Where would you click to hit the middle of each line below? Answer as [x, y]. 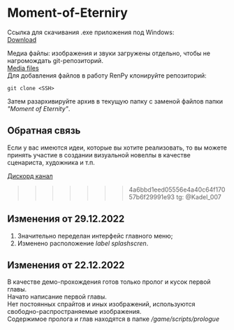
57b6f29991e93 [152, 196]
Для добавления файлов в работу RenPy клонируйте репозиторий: [107, 76]
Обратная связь [44, 131]
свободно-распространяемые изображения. [74, 312]
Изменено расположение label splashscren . [83, 243]
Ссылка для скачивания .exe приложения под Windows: [91, 32]
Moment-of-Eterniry [67, 13]
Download [22, 39]
